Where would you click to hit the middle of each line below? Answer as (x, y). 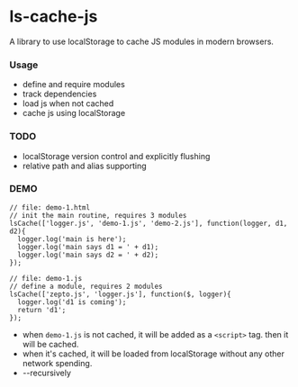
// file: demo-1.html (50, 207)
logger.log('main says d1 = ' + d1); (88, 247)
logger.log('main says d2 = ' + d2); (88, 255)
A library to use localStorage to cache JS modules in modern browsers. (142, 41)
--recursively (47, 373)
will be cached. (50, 344)
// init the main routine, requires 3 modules (98, 215)
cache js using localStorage (74, 113)
